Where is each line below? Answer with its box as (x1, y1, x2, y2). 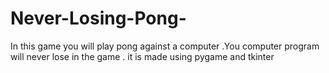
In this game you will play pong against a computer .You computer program (10, 40, 320, 52)
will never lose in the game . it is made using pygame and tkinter (10, 50, 275, 62)
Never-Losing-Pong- (10, 7, 187, 30)
